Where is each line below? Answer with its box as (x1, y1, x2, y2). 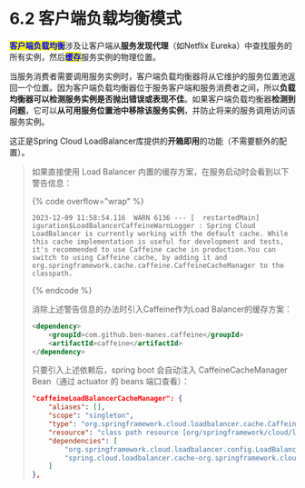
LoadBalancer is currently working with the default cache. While (31, 229, 289, 238)
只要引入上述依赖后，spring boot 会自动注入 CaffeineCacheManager (31, 364, 288, 375)
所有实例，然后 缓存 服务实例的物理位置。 (9, 51, 161, 62)
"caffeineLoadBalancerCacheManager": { (31, 394, 183, 403)
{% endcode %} (31, 284, 93, 295)
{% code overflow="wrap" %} (31, 195, 144, 206)
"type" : (48, 420, 77, 429)
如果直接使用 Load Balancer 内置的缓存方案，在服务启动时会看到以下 (31, 165, 290, 177)
